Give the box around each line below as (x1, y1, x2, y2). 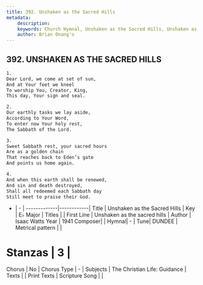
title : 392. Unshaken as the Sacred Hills (6, 9, 115, 15)
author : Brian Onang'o (17, 32, 75, 38)
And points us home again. (6, 160, 75, 166)
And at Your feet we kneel (6, 82, 75, 88)
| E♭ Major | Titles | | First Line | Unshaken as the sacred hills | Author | (15, 211, 191, 219)
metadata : (6, 15, 32, 21)
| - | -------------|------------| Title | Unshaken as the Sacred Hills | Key (15, 205, 196, 212)
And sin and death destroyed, (6, 182, 83, 189)
